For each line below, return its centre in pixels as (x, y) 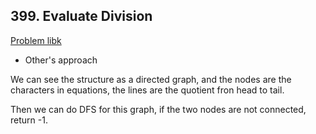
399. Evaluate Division (81, 16)
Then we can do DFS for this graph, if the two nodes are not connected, (158, 109)
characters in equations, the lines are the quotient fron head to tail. (147, 90)
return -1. (29, 120)
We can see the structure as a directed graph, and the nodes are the (151, 79)
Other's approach (61, 60)
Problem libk (36, 40)
